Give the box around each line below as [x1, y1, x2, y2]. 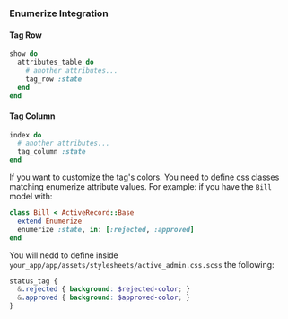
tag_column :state [17, 147, 87, 156]
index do [9, 130, 42, 139]
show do [9, 49, 39, 58]
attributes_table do [17, 58, 94, 66]
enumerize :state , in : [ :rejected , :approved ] [17, 225, 195, 234]
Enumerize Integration [9, 7, 109, 20]
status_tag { [9, 277, 58, 286]
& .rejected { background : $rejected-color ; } [17, 285, 191, 294]
